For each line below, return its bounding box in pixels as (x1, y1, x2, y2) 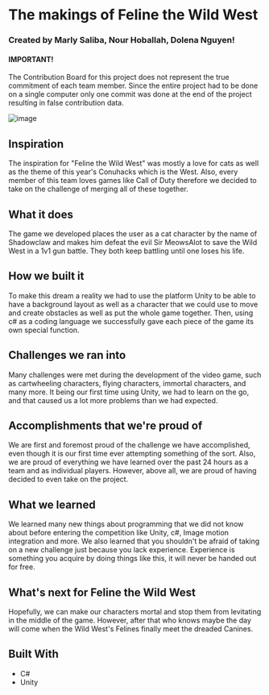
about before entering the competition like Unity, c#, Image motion (8, 528, 230, 538)
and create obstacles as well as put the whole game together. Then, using (8, 308, 254, 318)
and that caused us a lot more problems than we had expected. (8, 395, 218, 405)
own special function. (8, 325, 80, 335)
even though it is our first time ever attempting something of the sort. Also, (8, 449, 256, 459)
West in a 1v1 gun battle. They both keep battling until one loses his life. (8, 246, 245, 256)
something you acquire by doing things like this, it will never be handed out (8, 554, 257, 564)
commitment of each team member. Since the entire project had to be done (8, 81, 259, 90)
